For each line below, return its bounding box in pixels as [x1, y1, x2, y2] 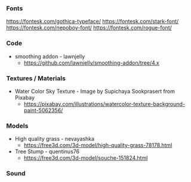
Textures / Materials [6, 74, 66, 82]
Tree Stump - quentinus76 [14, 148, 79, 155]
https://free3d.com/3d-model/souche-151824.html [23, 154, 148, 162]
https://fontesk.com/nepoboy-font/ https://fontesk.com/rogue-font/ [6, 24, 172, 31]
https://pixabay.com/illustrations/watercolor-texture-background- [23, 100, 186, 107]
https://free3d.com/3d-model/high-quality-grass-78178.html [23, 142, 172, 149]
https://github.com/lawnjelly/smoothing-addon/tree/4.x [23, 59, 159, 66]
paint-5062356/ [23, 107, 63, 114]
